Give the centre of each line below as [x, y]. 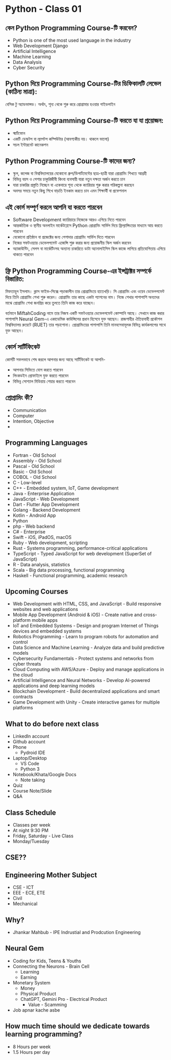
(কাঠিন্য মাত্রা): [21, 92]
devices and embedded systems [47, 631]
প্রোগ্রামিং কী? [19, 398]
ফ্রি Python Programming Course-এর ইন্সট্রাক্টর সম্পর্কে [79, 271]
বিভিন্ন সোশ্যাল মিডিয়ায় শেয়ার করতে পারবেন [44, 381]
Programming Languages [47, 443]
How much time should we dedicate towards [78, 1026]
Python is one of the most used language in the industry [72, 40]
